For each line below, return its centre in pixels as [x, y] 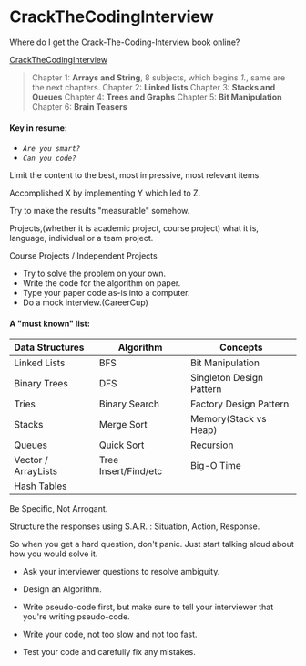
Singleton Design [227, 378]
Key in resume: [39, 127]
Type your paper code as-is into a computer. [106, 293]
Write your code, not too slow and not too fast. [110, 634]
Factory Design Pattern [240, 404]
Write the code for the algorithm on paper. [102, 283]
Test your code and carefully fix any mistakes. [109, 652]
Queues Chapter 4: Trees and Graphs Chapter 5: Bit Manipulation [157, 97]
